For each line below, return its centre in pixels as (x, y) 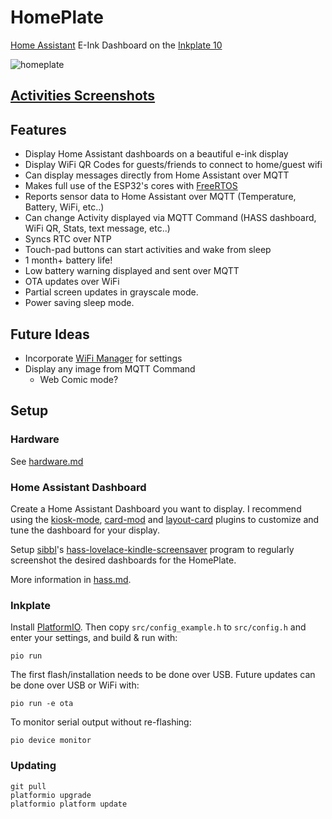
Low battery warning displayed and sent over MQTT (132, 271)
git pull (28, 786)
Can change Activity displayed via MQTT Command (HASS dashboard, (170, 218)
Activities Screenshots (83, 96)
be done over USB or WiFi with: (75, 685)
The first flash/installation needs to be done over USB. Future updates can (163, 675)
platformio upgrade (51, 795)
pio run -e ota (42, 704)
